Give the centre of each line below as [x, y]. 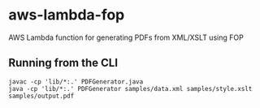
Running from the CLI [63, 63]
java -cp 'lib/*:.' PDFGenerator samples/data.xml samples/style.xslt [130, 89]
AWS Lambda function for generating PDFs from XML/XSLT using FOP [126, 37]
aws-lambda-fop [67, 15]
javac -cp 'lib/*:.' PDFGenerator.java [76, 82]
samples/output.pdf [41, 96]
